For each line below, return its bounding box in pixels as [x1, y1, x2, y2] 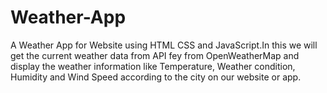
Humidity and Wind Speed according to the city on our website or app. [10, 71, 302, 83]
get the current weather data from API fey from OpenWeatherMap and [10, 49, 300, 61]
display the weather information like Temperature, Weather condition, [10, 60, 296, 72]
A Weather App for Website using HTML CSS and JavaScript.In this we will [10, 39, 318, 51]
